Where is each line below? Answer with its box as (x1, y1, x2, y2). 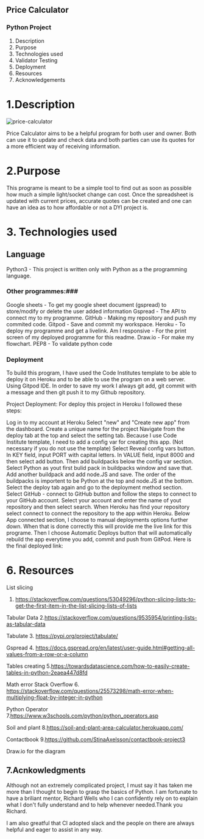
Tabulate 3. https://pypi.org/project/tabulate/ (6, 632, 119, 640)
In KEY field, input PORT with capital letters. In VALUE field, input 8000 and (6, 452, 195, 459)
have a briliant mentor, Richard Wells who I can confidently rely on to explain (6, 794, 198, 802)
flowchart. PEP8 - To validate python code (6, 340, 113, 347)
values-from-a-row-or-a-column (6, 651, 88, 658)
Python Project (6, 23, 52, 32)
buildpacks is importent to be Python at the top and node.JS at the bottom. (6, 477, 194, 485)
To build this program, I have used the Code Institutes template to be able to (6, 369, 197, 376)
